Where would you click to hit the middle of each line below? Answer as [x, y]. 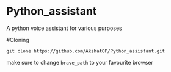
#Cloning [18, 40]
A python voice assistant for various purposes [64, 28]
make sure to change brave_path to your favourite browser [80, 62]
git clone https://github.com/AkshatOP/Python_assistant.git [86, 51]
